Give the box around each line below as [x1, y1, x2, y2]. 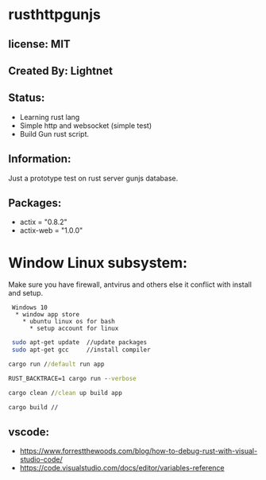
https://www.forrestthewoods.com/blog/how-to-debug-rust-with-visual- [19, 447, 258, 456]
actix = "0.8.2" [19, 217, 67, 227]
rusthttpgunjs [8, 6, 101, 24]
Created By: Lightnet [8, 64, 114, 77]
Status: [8, 91, 45, 105]
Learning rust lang [19, 112, 80, 122]
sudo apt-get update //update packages [11, 339, 148, 346]
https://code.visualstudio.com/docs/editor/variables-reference [19, 463, 225, 473]
